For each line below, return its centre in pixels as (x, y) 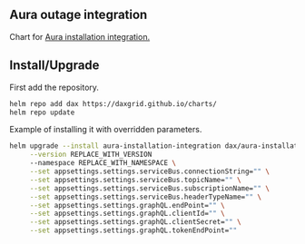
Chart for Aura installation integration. (80, 36)
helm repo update (42, 112)
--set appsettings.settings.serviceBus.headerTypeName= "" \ (145, 197)
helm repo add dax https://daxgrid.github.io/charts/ (113, 103)
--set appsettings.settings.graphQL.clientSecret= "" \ (136, 222)
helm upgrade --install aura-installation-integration (115, 146)
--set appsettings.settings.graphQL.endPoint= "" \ (127, 205)
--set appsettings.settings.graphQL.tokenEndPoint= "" (133, 230)
